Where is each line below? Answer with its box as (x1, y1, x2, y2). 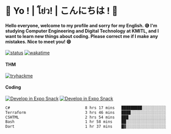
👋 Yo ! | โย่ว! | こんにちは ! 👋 (5, 5, 118, 17)
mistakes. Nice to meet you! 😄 (5, 38, 71, 44)
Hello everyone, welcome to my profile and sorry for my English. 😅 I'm (5, 22, 158, 28)
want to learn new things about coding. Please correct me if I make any (5, 33, 158, 39)
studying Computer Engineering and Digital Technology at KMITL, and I (5, 28, 159, 34)
